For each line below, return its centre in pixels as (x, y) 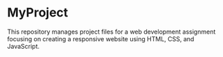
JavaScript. (24, 46)
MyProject (38, 13)
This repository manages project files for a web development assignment (111, 32)
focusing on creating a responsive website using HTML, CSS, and (101, 38)
